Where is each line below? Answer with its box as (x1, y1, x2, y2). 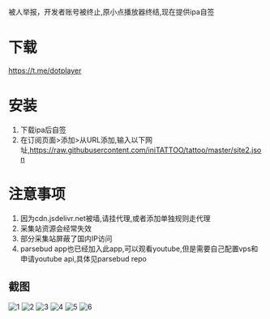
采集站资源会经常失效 (19, 223, 92, 233)
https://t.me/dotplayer (8, 66, 82, 75)
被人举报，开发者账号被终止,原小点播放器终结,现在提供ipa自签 (8, 7, 215, 16)
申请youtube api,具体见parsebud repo (19, 253, 148, 263)
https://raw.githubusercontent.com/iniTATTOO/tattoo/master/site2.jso (29, 145, 262, 155)
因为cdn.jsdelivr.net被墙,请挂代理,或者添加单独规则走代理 (19, 213, 211, 223)
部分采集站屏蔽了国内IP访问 (19, 233, 113, 243)
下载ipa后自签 (19, 125, 66, 134)
